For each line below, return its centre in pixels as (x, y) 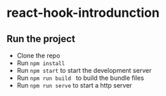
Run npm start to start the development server (84, 70)
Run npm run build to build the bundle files (81, 78)
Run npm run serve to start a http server (74, 85)
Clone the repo (38, 55)
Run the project (41, 39)
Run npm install (41, 63)
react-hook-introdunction (83, 13)
